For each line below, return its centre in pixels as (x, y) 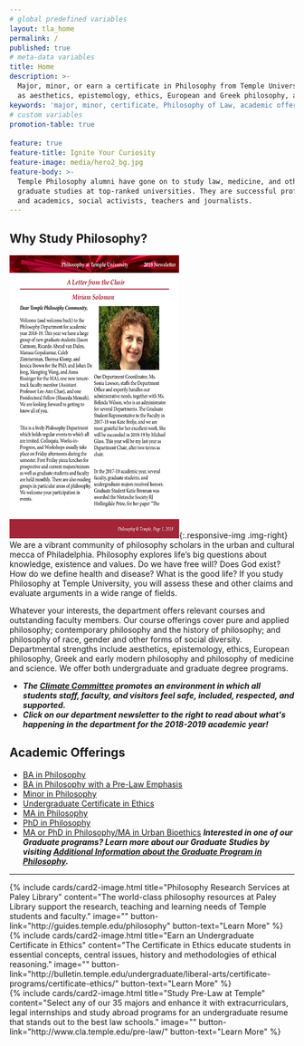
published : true (40, 48)
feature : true (36, 144)
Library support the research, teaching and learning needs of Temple (138, 907)
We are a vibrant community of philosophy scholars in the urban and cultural (152, 545)
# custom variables (46, 115)
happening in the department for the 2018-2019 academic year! (145, 725)
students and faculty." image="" (69, 916)
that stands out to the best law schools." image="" (103, 1022)
